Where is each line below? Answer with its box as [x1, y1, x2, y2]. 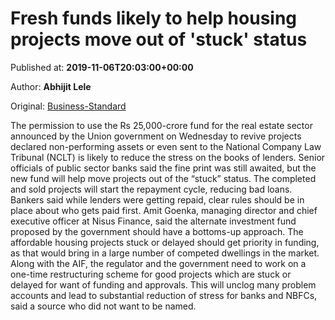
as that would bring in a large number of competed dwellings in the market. [10, 247, 320, 259]
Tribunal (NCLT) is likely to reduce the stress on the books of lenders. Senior [10, 151, 326, 163]
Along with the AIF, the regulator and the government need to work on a [10, 257, 307, 269]
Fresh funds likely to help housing [10, 7, 298, 30]
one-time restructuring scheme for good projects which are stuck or [10, 268, 292, 280]
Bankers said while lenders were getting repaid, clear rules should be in [10, 193, 305, 206]
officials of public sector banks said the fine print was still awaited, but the [10, 162, 317, 174]
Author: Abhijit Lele [10, 80, 92, 92]
